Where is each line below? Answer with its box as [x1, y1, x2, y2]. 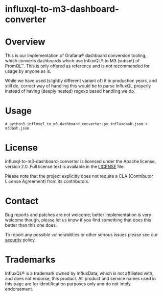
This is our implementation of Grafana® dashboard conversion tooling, [5, 53, 147, 58]
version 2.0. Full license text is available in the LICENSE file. [5, 163, 125, 169]
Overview [5, 36, 46, 48]
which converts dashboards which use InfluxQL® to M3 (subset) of [5, 58, 140, 64]
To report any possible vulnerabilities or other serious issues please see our [5, 232, 158, 238]
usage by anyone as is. [5, 68, 51, 74]
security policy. [5, 237, 36, 242]
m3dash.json [5, 126, 29, 131]
